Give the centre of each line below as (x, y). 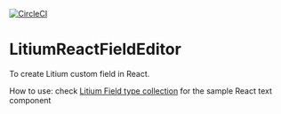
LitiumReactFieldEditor (96, 49)
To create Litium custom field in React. (80, 73)
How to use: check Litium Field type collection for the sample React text (141, 91)
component (30, 100)
